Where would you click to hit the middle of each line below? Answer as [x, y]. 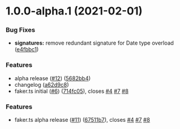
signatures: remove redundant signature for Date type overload [94, 43]
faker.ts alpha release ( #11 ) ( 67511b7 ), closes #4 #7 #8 [82, 120]
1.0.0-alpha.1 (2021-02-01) [74, 11]
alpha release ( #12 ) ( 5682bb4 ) [52, 78]
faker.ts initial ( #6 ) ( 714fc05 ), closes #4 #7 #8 [71, 91]
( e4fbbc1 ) [26, 49]
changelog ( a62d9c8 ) [42, 84]
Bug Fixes [21, 30]
